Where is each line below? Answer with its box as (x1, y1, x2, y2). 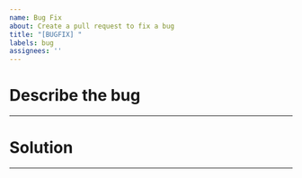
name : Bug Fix (9, 13, 63, 22)
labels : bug (9, 38, 54, 48)
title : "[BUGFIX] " (9, 30, 83, 39)
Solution (9, 138, 74, 158)
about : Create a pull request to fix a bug (9, 22, 175, 31)
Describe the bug (9, 85, 141, 106)
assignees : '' (9, 47, 63, 56)
